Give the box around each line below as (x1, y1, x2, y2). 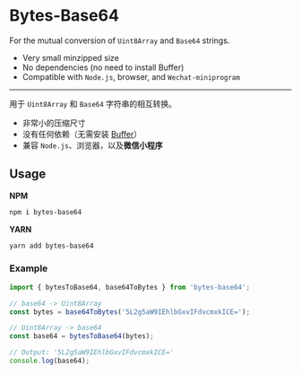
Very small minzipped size (21, 52, 119, 63)
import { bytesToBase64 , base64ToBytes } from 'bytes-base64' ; (9, 283, 251, 291)
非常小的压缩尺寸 (21, 117, 86, 128)
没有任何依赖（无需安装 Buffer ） (21, 128, 142, 139)
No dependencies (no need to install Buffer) (21, 62, 185, 73)
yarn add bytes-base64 (9, 241, 94, 250)
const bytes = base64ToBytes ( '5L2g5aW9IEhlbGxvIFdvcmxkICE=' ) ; (9, 307, 251, 317)
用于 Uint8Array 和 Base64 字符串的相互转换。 (9, 98, 177, 109)
